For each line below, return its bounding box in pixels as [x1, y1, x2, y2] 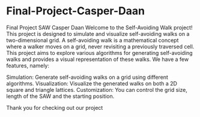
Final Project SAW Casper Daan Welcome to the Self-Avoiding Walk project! [6, 24, 193, 31]
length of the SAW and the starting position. [6, 93, 115, 100]
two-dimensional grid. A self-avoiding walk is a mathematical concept [6, 36, 179, 44]
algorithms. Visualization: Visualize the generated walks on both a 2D [6, 79, 177, 87]
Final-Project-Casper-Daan [6, 4, 145, 18]
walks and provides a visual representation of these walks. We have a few [6, 56, 189, 63]
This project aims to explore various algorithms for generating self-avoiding [6, 49, 193, 56]
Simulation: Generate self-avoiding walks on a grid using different [6, 73, 168, 81]
